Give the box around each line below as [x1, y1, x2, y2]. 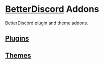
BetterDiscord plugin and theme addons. [5, 20, 89, 26]
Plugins [5, 34, 29, 43]
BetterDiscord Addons [5, 3, 100, 15]
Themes [5, 51, 31, 60]
